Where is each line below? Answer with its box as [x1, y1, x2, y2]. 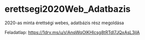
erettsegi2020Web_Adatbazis [4, 3, 131, 15]
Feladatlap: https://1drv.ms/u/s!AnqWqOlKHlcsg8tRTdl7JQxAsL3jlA [4, 29, 140, 35]
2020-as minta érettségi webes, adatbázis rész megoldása [4, 20, 124, 26]
